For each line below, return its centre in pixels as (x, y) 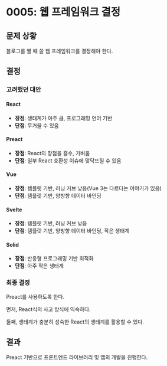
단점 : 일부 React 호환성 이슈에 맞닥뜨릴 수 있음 (68, 161)
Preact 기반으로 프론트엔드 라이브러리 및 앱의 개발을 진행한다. (77, 357)
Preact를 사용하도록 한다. (35, 296)
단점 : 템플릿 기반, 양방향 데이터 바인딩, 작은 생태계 (72, 231)
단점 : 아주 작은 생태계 (39, 266)
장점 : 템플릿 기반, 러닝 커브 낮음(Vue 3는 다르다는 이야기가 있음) (88, 188)
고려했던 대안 (24, 90)
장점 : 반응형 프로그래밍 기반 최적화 (54, 259)
